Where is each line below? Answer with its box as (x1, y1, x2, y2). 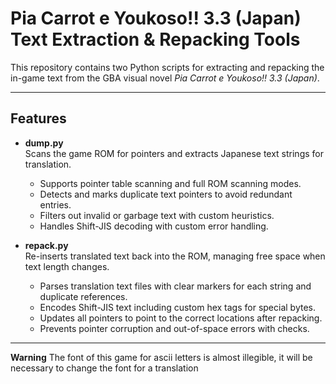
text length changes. (24, 260, 110, 272)
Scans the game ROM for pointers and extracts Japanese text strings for (24, 147, 324, 159)
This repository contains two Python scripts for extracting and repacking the (10, 61, 325, 73)
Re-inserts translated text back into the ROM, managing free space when (24, 250, 326, 262)
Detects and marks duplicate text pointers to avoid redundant (39, 188, 293, 200)
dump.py (24, 137, 64, 149)
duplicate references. (39, 290, 128, 302)
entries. (39, 198, 72, 211)
